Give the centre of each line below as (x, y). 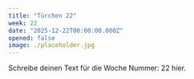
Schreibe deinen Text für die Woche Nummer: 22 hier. (97, 68)
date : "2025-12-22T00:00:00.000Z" (66, 30)
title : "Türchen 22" (43, 16)
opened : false (32, 38)
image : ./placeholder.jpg (51, 45)
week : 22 (23, 23)
